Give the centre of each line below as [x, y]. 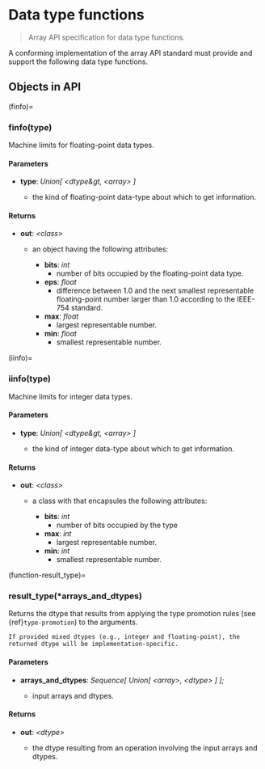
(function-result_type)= [47, 575]
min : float [60, 334]
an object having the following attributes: [100, 249]
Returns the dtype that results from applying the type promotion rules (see [132, 614]
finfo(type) [30, 127]
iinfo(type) [29, 379]
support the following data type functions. [78, 61]
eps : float [60, 282]
